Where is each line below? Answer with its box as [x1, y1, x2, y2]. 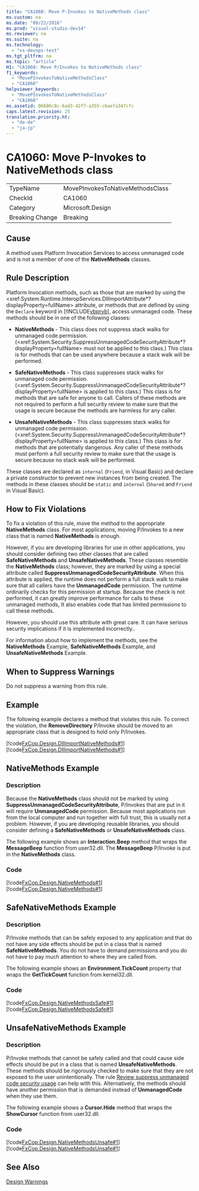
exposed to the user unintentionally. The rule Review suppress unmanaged [6, 1073, 189, 1080]
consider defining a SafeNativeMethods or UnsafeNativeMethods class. [6, 826, 186, 834]
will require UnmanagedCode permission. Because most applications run [6, 807, 186, 814]
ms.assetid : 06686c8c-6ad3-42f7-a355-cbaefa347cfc [6, 102, 134, 109]
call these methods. [6, 607, 55, 614]
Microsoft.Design [63, 203, 111, 212]
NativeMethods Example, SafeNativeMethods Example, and [6, 643, 156, 650]
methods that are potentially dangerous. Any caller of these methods [14, 443, 183, 450]
